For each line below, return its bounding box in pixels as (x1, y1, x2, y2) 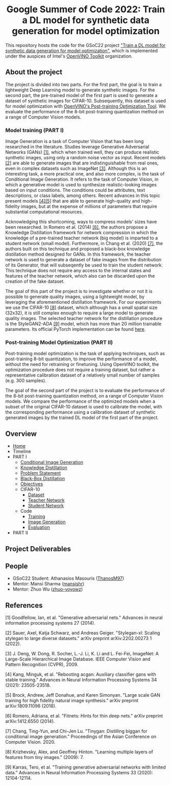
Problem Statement (20, 470, 61, 476)
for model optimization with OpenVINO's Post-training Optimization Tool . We (5, 103, 166, 109)
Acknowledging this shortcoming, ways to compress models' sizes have (5, 218, 157, 225)
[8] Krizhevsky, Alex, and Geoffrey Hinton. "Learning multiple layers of (5, 749, 153, 755)
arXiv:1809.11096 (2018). (5, 703, 57, 709)
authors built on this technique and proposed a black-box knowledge (5, 246, 151, 252)
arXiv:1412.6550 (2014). (5, 718, 55, 724)
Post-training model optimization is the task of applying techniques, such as (5, 351, 165, 357)
